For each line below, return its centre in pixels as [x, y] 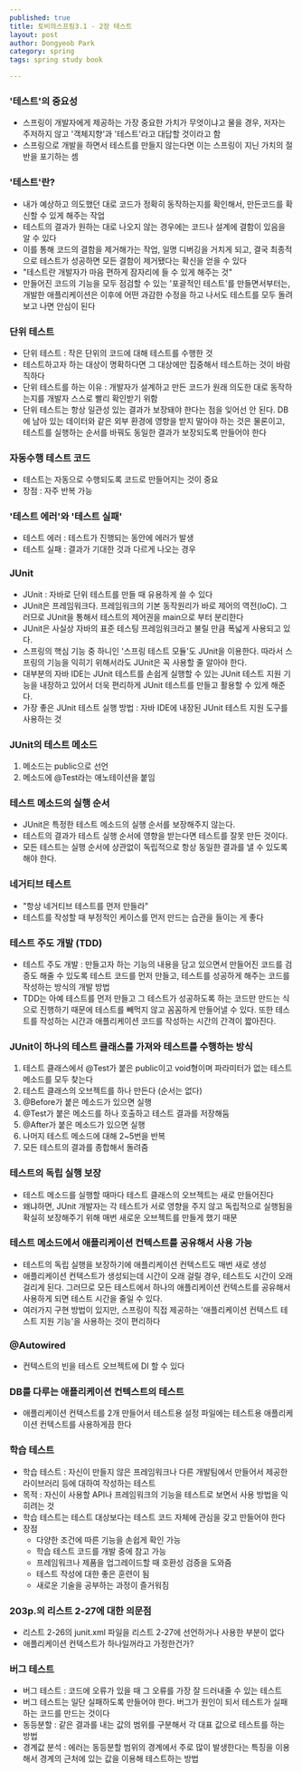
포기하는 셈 [59, 157]
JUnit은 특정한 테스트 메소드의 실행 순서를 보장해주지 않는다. [129, 825]
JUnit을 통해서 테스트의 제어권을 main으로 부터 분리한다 [145, 616]
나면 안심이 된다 [67, 305]
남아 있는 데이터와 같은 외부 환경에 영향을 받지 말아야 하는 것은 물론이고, [159, 421]
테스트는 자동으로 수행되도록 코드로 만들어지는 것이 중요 [120, 479]
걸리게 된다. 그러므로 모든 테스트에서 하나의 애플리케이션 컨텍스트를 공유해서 [156, 1287]
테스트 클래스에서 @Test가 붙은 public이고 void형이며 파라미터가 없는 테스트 [157, 1068]
